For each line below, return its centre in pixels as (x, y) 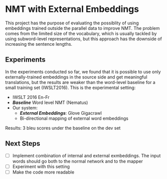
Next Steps (23, 143)
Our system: (25, 107)
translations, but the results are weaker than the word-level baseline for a (80, 82)
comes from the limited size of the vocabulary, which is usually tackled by (81, 33)
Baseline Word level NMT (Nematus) (50, 102)
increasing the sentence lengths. (39, 44)
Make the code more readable (43, 172)
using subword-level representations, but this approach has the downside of (83, 39)
